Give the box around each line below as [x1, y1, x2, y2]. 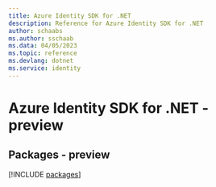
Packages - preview [8, 148, 110, 162]
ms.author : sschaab [8, 34, 74, 43]
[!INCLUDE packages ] [8, 169, 81, 179]
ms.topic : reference [8, 49, 78, 57]
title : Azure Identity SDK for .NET [8, 11, 131, 20]
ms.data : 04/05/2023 [8, 42, 78, 50]
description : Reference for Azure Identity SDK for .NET [8, 19, 204, 27]
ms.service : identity [8, 64, 81, 73]
